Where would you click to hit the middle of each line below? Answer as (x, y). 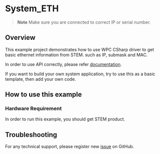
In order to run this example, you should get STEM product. (65, 119)
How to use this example (44, 95)
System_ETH (32, 9)
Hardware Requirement (33, 109)
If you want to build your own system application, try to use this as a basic (80, 74)
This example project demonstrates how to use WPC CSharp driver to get (80, 49)
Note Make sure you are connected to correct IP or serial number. (84, 22)
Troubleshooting (31, 135)
